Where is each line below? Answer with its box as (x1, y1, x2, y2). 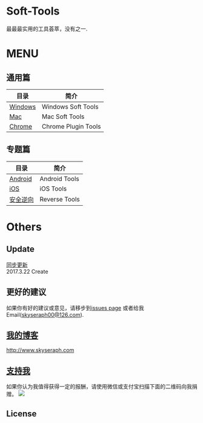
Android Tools (39, 174, 80, 183)
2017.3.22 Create (6, 268, 48, 275)
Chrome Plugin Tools (41, 122, 101, 130)
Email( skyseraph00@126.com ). (6, 311, 84, 318)
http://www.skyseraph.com (6, 347, 75, 354)
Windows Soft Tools (41, 102, 99, 110)
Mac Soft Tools (41, 112, 85, 121)
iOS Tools (39, 184, 67, 192)
